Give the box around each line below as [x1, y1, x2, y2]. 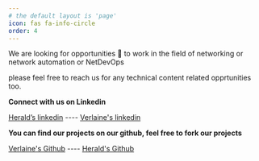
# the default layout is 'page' [8, 11, 117, 20]
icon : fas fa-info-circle [8, 19, 95, 27]
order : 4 [8, 27, 38, 35]
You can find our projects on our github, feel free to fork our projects [8, 128, 242, 138]
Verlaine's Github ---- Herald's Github [8, 144, 135, 154]
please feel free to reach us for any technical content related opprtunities [8, 73, 252, 83]
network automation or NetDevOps [8, 57, 125, 67]
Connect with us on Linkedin [8, 97, 107, 107]
